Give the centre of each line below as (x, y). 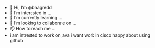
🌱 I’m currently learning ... (36, 18)
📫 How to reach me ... (32, 28)
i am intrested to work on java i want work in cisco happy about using (80, 35)
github (16, 40)
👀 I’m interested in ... (31, 13)
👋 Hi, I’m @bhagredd (31, 8)
